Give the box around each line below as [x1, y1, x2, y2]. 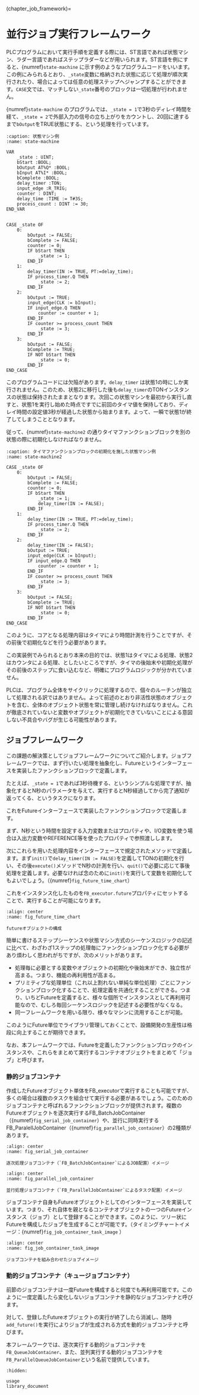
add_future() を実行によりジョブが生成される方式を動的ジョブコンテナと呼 [6, 1321, 188, 1328]
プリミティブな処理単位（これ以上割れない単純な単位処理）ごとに [14, 979, 176, 986]
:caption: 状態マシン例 [6, 133, 59, 139]
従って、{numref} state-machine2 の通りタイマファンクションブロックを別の [6, 428, 191, 435]
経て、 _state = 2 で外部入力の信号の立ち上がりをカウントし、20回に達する [6, 113, 190, 120]
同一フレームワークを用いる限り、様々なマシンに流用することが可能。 [14, 1008, 186, 1015]
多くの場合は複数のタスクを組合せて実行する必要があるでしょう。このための [6, 1094, 193, 1102]
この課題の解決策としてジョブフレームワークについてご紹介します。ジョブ [6, 752, 187, 759]
